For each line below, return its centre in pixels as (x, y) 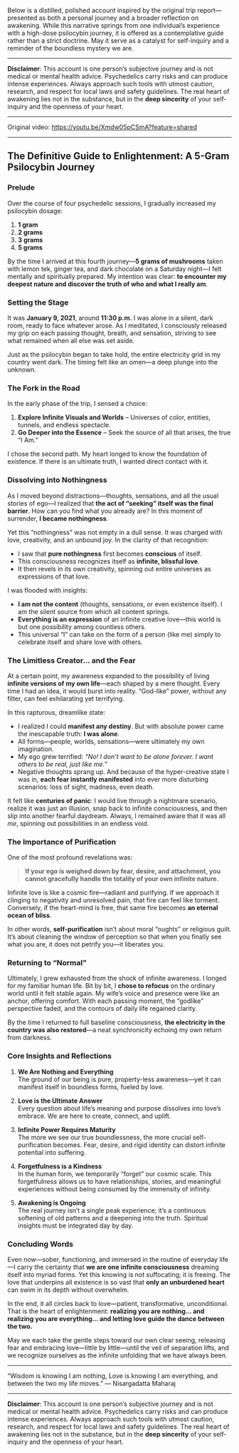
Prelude (21, 188)
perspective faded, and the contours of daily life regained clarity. (102, 1009)
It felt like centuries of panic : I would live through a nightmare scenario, (112, 800)
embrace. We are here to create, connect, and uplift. (94, 1116)
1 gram (28, 225)
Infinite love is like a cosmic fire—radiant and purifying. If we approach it (113, 893)
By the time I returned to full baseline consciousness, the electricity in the (116, 1022)
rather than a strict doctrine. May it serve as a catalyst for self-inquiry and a (118, 41)
